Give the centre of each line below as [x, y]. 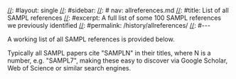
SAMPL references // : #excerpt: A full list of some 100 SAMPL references [114, 18]
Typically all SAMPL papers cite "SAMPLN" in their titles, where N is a [109, 53]
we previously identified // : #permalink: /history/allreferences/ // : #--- [109, 25]
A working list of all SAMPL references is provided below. [91, 39]
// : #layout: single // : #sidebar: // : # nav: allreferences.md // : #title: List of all [118, 10]
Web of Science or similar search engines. [69, 68]
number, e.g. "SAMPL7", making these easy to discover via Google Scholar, [118, 60]
